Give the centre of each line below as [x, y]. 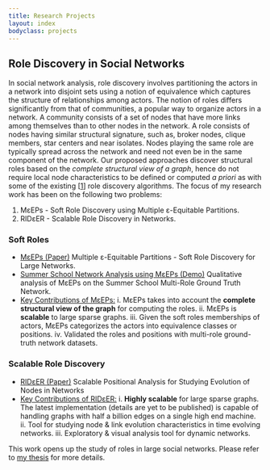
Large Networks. [48, 266]
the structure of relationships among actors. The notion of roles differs [125, 100]
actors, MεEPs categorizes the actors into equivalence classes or [129, 326]
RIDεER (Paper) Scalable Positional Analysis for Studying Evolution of [135, 381]
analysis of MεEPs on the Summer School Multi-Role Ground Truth [130, 283]
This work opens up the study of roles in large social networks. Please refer [134, 448]
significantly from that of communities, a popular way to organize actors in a [135, 109]
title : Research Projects [52, 16]
